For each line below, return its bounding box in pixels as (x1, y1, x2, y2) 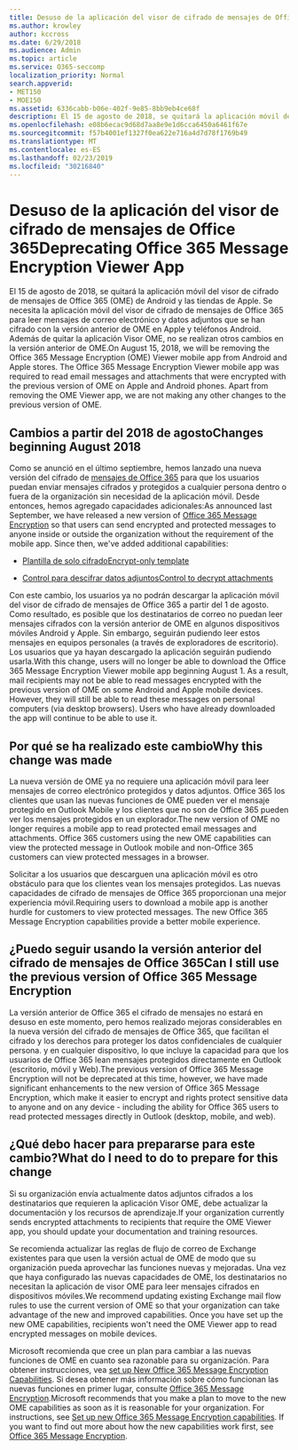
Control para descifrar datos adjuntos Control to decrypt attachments (21, 573, 273, 583)
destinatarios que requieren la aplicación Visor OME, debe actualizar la (9, 1198, 269, 1208)
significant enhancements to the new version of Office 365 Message (9, 1082, 260, 1094)
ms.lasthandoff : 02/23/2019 (9, 153, 114, 163)
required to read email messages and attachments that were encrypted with (9, 371, 286, 382)
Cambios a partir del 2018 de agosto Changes (9, 425, 264, 440)
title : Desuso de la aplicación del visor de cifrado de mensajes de (9, 12, 272, 22)
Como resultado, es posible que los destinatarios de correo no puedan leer (9, 609, 284, 620)
